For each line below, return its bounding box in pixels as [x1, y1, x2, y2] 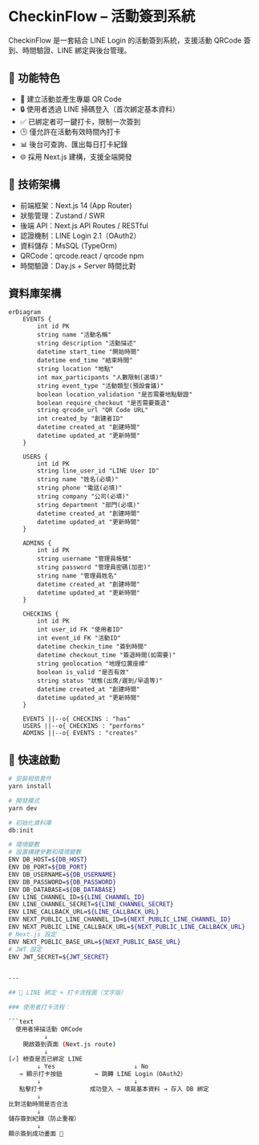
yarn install [8, 783, 52, 791]
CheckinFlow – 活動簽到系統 [8, 7, 196, 26]
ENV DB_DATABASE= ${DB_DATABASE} [8, 885, 116, 894]
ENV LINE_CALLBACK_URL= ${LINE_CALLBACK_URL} [8, 908, 160, 916]
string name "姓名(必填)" [37, 476, 119, 484]
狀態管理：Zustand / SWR [19, 211, 106, 220]
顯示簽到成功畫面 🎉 [8, 1130, 64, 1138]
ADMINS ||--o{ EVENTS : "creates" [22, 729, 138, 738]
